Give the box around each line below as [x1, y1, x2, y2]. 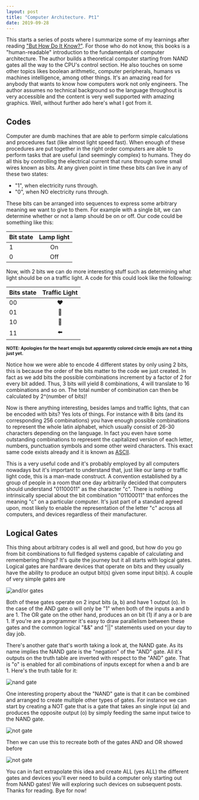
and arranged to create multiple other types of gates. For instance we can [6, 696, 187, 703]
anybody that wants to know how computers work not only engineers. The [6, 80, 188, 88]
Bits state [9, 288, 37, 297]
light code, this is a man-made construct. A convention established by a [6, 473, 182, 480]
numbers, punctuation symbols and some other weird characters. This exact [6, 442, 193, 450]
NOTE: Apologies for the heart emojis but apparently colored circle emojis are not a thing [6, 345, 192, 351]
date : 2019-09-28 [6, 20, 49, 26]
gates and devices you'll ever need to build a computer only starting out [6, 774, 182, 781]
